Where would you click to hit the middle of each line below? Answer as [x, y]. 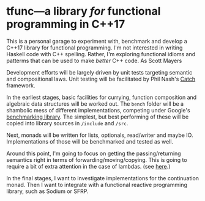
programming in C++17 [66, 24]
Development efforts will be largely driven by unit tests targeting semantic [99, 72]
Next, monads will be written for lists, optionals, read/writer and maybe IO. [100, 135]
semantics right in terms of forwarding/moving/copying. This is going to [97, 159]
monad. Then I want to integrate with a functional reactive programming [97, 185]
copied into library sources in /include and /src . [67, 123]
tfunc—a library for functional [84, 11]
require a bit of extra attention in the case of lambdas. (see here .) [88, 166]
